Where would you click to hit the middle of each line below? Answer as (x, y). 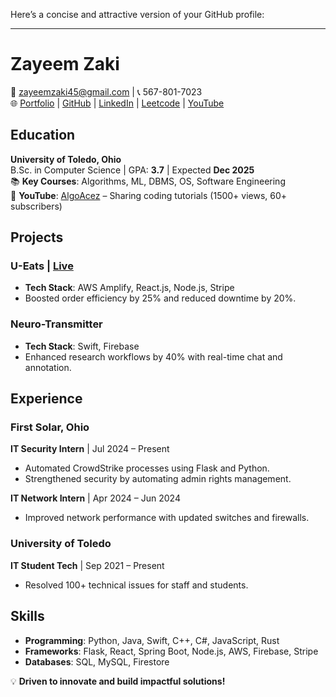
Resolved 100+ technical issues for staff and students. (136, 585)
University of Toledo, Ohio (66, 159)
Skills (27, 616)
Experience (46, 399)
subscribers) (36, 206)
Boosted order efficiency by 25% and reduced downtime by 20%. (160, 298)
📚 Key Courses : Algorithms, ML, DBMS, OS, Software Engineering (148, 181)
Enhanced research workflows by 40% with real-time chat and (153, 356)
